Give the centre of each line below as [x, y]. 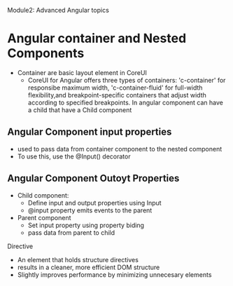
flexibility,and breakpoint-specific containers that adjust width [117, 95]
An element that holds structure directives [78, 259]
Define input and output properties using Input [95, 203]
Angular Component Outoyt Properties [93, 178]
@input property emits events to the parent [90, 210]
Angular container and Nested [97, 39]
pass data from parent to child [71, 232]
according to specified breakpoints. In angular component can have [126, 102]
